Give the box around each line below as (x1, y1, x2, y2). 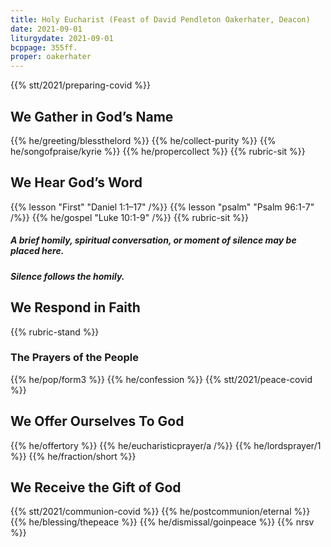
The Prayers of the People (10, 351, 139, 365)
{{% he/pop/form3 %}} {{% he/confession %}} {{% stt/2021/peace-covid (10, 373, 313, 385)
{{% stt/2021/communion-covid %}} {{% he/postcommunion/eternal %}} (10, 506, 311, 518)
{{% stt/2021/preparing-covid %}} (10, 79, 151, 91)
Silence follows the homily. (10, 270, 125, 282)
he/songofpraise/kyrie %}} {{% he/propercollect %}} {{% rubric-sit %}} (10, 145, 306, 157)
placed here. (10, 245, 65, 257)
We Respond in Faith (10, 299, 141, 316)
